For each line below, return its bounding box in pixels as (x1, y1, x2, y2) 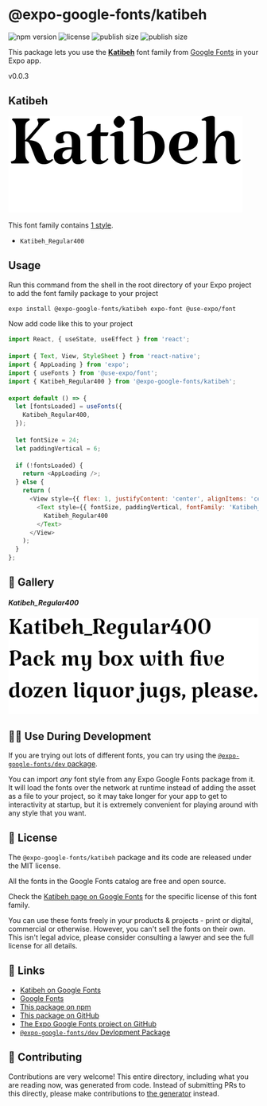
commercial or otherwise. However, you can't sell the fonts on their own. (8, 924, 246, 933)
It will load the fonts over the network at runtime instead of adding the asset (8, 783, 257, 793)
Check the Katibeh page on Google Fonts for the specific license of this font (8, 891, 257, 901)
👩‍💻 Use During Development (8, 730, 152, 743)
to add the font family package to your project (8, 288, 159, 298)
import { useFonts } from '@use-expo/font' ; (8, 368, 158, 377)
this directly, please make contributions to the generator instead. (8, 1088, 220, 1098)
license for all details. (8, 940, 78, 950)
